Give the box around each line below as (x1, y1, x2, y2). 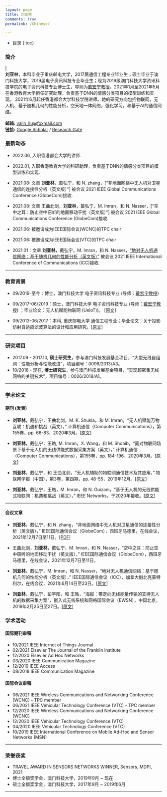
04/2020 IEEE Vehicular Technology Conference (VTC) (12, 724, 125, 730)
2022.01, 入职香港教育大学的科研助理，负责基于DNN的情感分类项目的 (12, 163, 155, 169)
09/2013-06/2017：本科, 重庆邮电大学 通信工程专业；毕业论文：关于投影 (12, 318, 161, 324)
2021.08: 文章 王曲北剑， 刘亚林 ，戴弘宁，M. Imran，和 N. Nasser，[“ (12, 203, 154, 209)
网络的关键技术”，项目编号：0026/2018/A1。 (12, 373, 104, 379)
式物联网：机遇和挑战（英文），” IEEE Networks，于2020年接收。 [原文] (12, 493, 156, 499)
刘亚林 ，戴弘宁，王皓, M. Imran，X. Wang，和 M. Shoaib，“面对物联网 (12, 440, 157, 446)
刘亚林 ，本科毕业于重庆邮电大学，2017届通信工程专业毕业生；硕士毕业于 (5, 71, 154, 77)
